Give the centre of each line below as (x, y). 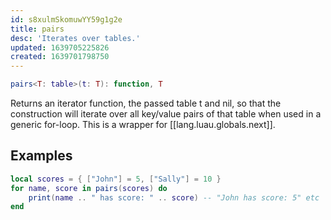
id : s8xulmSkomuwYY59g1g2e (66, 19)
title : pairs (37, 29)
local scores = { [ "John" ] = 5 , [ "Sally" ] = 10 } (116, 179)
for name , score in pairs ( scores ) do (89, 188)
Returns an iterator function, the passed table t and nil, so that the (146, 103)
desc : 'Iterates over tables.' (75, 38)
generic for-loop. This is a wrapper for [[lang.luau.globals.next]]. (143, 124)
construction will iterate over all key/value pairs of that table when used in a (166, 114)
